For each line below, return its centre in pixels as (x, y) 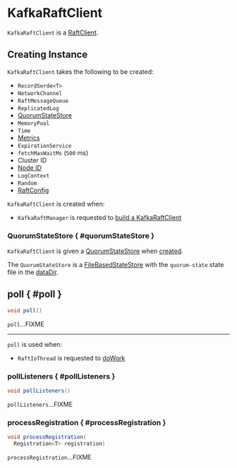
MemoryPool (34, 123)
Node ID (30, 168)
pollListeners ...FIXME (40, 404)
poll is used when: (35, 344)
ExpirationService (44, 146)
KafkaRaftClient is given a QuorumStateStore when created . (95, 251)
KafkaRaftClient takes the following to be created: (80, 71)
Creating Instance (48, 55)
